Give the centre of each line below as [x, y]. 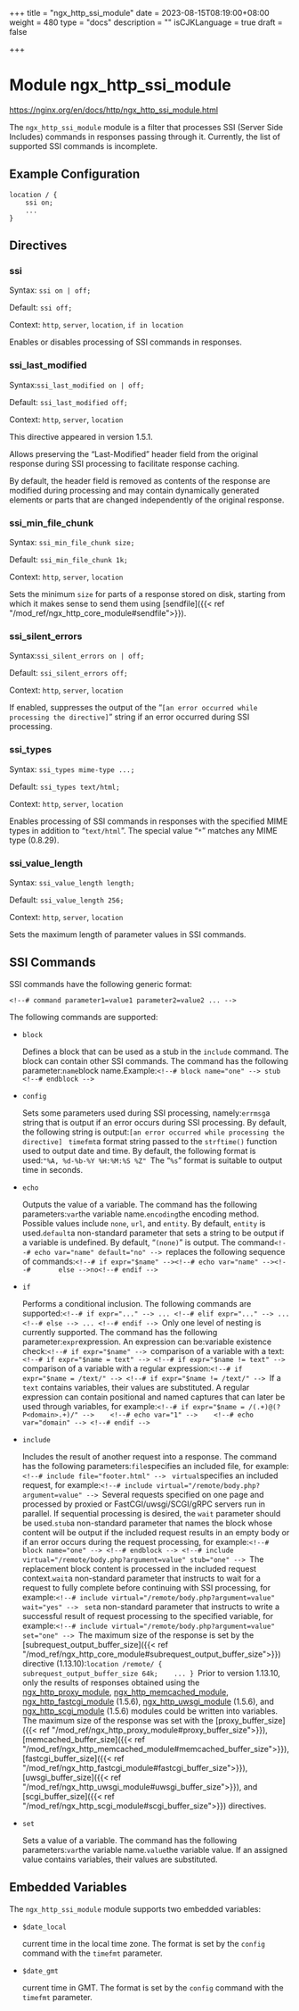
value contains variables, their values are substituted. [120, 1859]
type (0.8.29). [34, 840]
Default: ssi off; [41, 308]
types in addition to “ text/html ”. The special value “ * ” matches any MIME [144, 830]
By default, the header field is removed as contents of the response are [140, 480]
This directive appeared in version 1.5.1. [81, 436]
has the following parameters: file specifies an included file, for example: [155, 1466]
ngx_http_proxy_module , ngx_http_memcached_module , [125, 1691]
